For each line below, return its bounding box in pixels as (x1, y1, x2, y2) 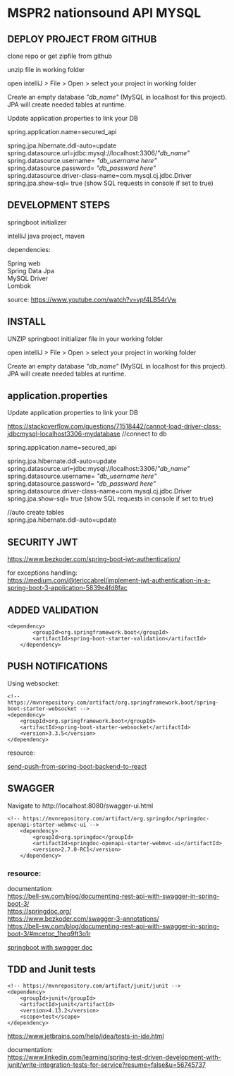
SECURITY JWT (7, 536, 78, 548)
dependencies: (7, 245, 51, 253)
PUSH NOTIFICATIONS (7, 660, 108, 672)
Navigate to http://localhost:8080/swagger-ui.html (7, 801, 154, 810)
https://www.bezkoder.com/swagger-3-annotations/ (7, 914, 160, 923)
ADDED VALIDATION (7, 604, 99, 616)
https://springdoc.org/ (7, 907, 72, 915)
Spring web (7, 259, 41, 268)
